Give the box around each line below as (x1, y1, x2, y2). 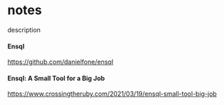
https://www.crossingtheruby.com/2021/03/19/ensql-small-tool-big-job (7, 89, 218, 98)
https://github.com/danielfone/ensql (7, 57, 114, 66)
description (7, 26, 41, 34)
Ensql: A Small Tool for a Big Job (7, 74, 106, 82)
